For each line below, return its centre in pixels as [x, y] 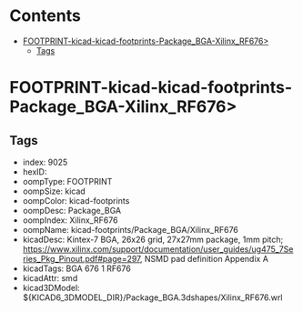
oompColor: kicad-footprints [76, 200]
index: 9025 [45, 162]
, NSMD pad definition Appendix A [204, 258]
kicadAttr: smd [50, 277]
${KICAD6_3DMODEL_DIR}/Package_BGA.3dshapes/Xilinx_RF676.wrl [152, 297]
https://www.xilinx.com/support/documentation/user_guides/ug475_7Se [158, 249]
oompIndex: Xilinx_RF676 [70, 220]
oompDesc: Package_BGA [71, 210]
